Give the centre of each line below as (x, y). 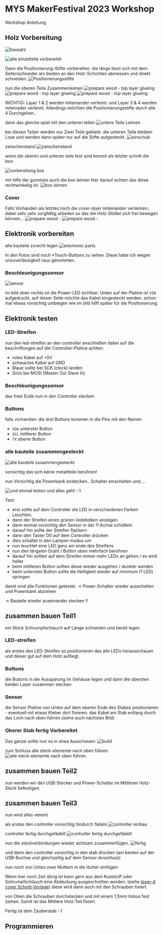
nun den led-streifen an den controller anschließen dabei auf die (70, 343)
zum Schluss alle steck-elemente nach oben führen (56, 751)
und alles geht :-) (64, 490)
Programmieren (29, 926)
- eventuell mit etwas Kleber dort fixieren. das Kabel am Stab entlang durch (81, 713)
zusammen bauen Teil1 (41, 616)
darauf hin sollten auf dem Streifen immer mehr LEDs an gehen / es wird (84, 556)
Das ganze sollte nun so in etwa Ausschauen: (51, 741)
